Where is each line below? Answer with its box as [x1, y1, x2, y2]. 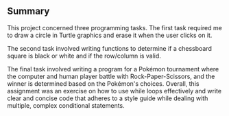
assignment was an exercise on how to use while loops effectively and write [7, 86, 221, 95]
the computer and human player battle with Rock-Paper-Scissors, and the [7, 72, 215, 80]
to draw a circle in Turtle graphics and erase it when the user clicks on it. [7, 31, 213, 39]
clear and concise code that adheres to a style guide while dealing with [7, 94, 208, 102]
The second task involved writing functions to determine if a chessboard [7, 44, 213, 52]
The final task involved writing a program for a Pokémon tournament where [7, 65, 219, 73]
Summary [7, 5, 50, 17]
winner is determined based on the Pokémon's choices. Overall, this [7, 79, 200, 88]
